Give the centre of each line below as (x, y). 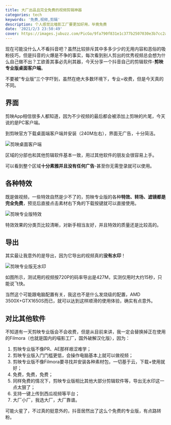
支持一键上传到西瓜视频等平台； (46, 394)
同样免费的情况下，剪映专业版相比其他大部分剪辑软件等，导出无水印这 (86, 381)
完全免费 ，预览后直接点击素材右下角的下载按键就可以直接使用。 (72, 203)
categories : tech (24, 15)
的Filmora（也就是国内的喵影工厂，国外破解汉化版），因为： (68, 338)
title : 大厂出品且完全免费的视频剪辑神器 (44, 10)
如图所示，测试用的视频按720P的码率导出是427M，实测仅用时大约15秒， (81, 277)
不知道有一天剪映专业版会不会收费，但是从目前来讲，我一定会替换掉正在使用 (85, 332)
